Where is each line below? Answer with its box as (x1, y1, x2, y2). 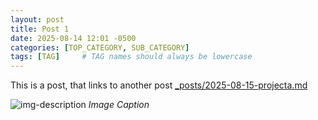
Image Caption (88, 99, 150, 111)
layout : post (10, 14, 65, 25)
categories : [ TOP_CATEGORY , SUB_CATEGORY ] (10, 42, 190, 53)
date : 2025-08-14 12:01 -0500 (10, 33, 137, 43)
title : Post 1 (10, 24, 70, 34)
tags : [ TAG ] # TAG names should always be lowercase (10, 52, 253, 62)
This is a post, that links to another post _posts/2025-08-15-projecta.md (10, 79, 308, 91)
